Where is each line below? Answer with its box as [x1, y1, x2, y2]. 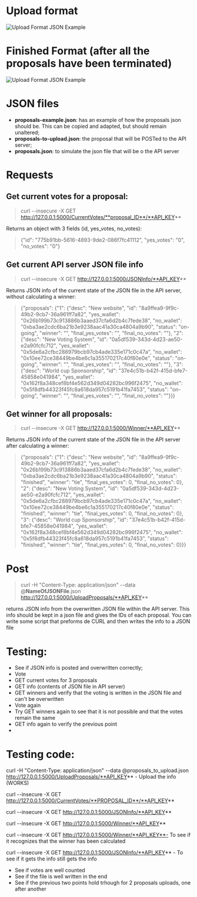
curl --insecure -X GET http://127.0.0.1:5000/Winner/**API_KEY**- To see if [6, 832, 191, 839]
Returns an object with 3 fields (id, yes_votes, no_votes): [6, 225, 142, 232]
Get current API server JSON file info [6, 260, 144, 270]
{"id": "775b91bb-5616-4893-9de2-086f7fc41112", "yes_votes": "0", [20, 236, 185, 243]
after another [14, 885, 46, 893]
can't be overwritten [14, 696, 64, 703]
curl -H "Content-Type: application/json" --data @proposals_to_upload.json [6, 767, 189, 774]
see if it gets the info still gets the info [6, 855, 97, 862]
